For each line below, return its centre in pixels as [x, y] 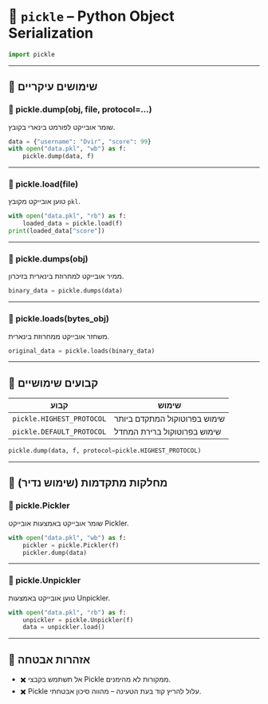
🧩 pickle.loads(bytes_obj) [59, 319]
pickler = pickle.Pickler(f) [71, 545]
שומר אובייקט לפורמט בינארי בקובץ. [62, 127]
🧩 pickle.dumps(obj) [49, 258]
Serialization [51, 33]
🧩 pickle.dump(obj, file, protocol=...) [80, 109]
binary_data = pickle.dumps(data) [66, 291]
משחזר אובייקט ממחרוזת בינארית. [59, 336]
